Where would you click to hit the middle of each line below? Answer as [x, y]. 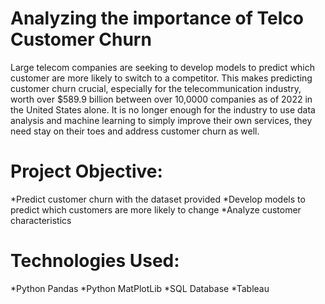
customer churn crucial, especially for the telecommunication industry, [156, 88]
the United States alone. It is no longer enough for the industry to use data [163, 109]
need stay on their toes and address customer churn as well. [135, 131]
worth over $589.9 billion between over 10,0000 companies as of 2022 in [161, 99]
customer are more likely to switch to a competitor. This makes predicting [161, 78]
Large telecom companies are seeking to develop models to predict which [163, 67]
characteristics [41, 220]
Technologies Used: [95, 261]
